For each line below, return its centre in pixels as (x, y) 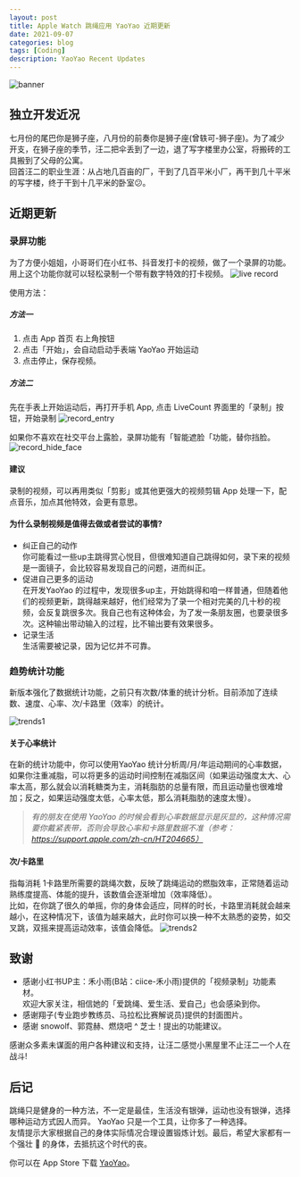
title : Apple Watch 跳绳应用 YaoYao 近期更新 (90, 26)
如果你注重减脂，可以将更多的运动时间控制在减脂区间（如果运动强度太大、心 (150, 776)
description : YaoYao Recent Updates (77, 59)
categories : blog (42, 42)
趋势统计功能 (37, 671)
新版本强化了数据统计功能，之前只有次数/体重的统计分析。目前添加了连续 (144, 692)
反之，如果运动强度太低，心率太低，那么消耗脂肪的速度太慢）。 (140, 798)
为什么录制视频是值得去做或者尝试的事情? (86, 524)
